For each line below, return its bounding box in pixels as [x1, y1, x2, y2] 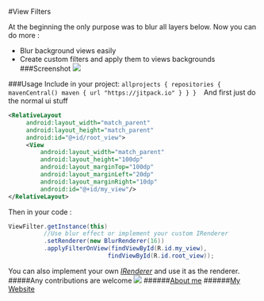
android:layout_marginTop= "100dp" [40, 163, 155, 172]
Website [8, 284, 36, 293]
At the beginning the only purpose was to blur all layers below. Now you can [8, 22, 257, 31]
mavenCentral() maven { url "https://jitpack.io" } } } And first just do [8, 87, 256, 97]
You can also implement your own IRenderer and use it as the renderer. [8, 266, 240, 276]
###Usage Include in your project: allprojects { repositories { [8, 79, 221, 88]
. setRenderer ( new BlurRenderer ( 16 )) [43, 237, 165, 245]
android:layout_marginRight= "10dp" [40, 178, 158, 186]
